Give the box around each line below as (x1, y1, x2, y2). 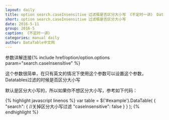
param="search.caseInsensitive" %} (5, 60, 80, 66)
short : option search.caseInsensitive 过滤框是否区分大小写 (5, 17, 126, 22)
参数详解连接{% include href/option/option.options (5, 54, 110, 60)
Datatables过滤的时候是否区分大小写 (5, 76, 80, 83)
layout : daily (5, 7, 35, 13)
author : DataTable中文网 (5, 40, 55, 45)
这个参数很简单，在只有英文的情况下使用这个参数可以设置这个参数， (5, 70, 146, 76)
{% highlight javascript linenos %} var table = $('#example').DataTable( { (5, 97, 156, 103)
